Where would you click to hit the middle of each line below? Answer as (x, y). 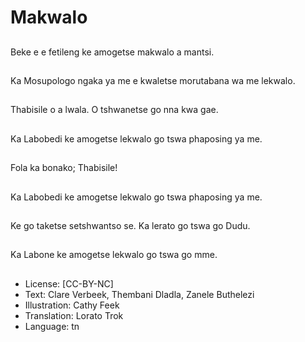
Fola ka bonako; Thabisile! (64, 168)
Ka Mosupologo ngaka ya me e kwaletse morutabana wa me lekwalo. (153, 80)
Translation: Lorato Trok (74, 315)
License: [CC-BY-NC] (69, 283)
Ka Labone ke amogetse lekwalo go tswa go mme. (114, 255)
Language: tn (52, 326)
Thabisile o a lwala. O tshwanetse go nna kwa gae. (114, 110)
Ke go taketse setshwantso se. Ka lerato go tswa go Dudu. (130, 225)
